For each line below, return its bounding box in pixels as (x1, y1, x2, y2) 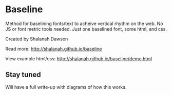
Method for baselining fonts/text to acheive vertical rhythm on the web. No (5, 20, 163, 27)
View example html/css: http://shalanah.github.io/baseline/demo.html (5, 55, 152, 62)
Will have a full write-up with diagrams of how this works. (5, 84, 127, 90)
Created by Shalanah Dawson (5, 36, 68, 42)
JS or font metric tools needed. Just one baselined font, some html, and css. (5, 26, 167, 32)
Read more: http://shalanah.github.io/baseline (5, 45, 102, 52)
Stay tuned (5, 70, 41, 79)
